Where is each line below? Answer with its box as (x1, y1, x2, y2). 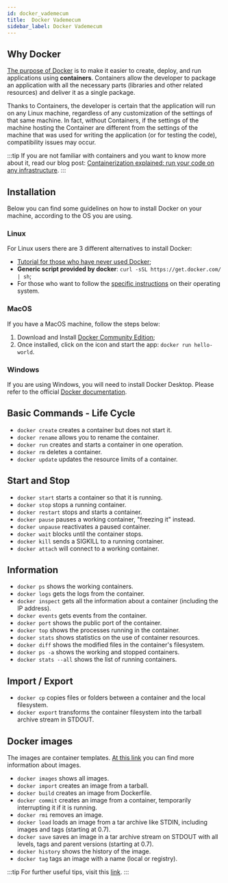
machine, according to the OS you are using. (7, 212, 133, 220)
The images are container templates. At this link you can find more (7, 753, 194, 761)
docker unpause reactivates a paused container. (16, 522, 151, 530)
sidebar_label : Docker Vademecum (7, 23, 103, 30)
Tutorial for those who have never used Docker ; (16, 258, 152, 266)
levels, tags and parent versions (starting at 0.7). (16, 840, 154, 848)
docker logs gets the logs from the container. (16, 590, 145, 598)
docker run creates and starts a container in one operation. (16, 440, 183, 449)
